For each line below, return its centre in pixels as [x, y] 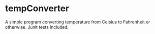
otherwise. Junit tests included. [37, 27]
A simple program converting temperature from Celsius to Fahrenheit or [78, 22]
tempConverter [37, 8]
